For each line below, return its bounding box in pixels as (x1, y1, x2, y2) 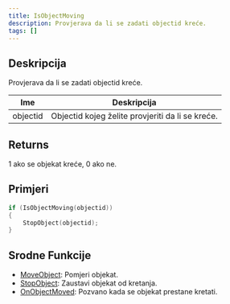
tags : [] (8, 27, 38, 35)
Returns (8, 138, 50, 151)
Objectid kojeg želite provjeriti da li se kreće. (51, 110, 219, 121)
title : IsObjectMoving (8, 11, 84, 20)
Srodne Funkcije (8, 249, 92, 262)
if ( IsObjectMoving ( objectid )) (8, 203, 113, 212)
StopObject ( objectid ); (23, 219, 99, 227)
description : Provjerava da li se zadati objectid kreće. (8, 19, 207, 27)
